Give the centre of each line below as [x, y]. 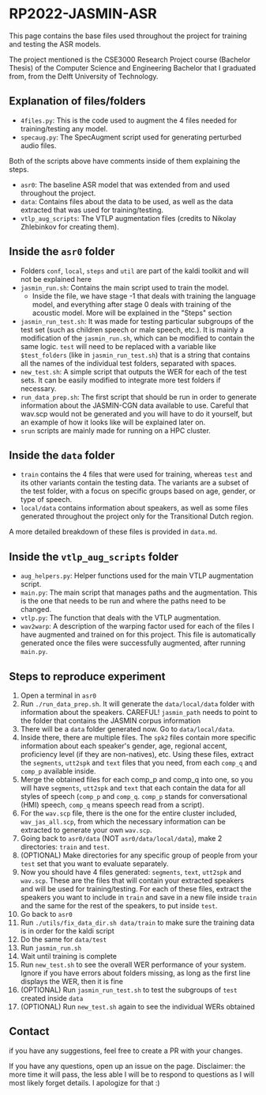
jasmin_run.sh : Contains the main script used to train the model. [125, 287]
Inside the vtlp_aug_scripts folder [94, 556]
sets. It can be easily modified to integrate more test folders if [120, 380]
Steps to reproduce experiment [87, 677]
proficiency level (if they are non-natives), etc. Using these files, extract [137, 754]
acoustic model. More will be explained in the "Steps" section [132, 313]
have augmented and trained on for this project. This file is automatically [138, 635]
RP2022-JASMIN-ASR [83, 14]
